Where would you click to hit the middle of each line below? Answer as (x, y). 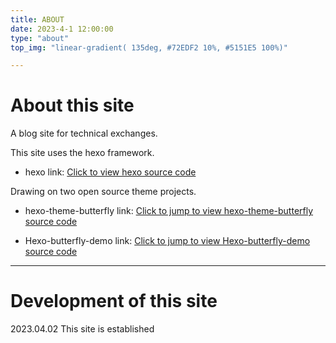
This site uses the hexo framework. (82, 153)
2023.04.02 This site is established (82, 329)
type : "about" (40, 38)
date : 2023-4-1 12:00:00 (62, 29)
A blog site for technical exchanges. (84, 133)
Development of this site (114, 301)
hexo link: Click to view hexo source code (110, 172)
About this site (72, 105)
